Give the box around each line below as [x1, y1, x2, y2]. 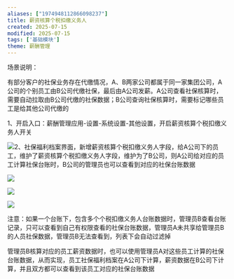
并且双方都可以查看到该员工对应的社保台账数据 [19, 264, 155, 273]
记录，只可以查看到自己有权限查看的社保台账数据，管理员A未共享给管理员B [7, 224, 224, 231]
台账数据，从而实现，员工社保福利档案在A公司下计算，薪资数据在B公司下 [7, 256, 219, 264]
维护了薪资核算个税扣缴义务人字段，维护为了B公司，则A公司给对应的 [19, 151, 219, 160]
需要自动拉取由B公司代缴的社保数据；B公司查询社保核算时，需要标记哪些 [7, 95, 219, 104]
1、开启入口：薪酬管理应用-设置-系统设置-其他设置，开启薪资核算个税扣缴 [7, 119, 221, 127]
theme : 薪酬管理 [7, 43, 50, 50]
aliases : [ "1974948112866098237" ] [7, 10, 109, 18]
